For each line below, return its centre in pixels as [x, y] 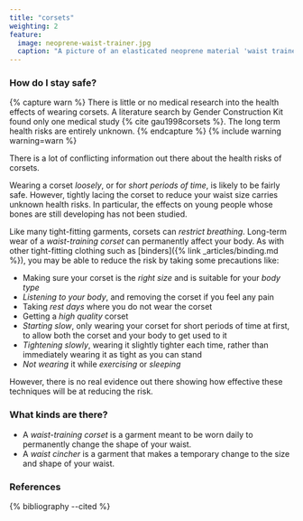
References [35, 487]
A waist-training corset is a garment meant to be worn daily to [138, 434]
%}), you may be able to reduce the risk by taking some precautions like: [144, 260]
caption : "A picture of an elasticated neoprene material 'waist [143, 51]
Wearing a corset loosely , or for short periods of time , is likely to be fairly [145, 185]
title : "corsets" [42, 18]
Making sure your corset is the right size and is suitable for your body [151, 278]
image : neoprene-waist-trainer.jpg [84, 43]
